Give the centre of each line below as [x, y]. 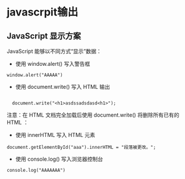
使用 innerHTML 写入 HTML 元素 [55, 135]
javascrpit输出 [43, 12]
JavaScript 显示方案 [44, 36]
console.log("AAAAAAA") [36, 170]
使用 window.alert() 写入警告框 [53, 64]
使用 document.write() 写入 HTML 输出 [63, 87]
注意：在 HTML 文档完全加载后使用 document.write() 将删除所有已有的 [93, 115]
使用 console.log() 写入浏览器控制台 [59, 159]
